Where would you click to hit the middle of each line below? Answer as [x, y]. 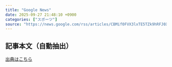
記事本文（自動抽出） [39, 46]
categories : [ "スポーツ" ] [31, 19]
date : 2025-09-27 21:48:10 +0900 [41, 15]
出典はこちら [19, 59]
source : [14, 24]
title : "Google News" [28, 10]
